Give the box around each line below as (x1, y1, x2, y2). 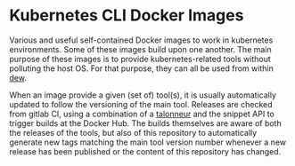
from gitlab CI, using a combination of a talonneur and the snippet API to (9, 108, 275, 119)
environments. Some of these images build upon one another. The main (9, 43, 272, 54)
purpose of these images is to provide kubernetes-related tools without (9, 53, 272, 64)
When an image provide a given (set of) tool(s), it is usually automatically (9, 90, 276, 100)
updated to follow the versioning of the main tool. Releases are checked (9, 99, 274, 109)
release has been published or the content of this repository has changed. (9, 146, 282, 156)
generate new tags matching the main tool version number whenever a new (9, 137, 287, 147)
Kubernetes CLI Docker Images (9, 5, 244, 26)
